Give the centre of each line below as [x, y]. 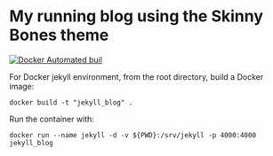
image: [22, 86]
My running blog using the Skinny [136, 16]
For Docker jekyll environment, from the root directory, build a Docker [136, 76]
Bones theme [59, 35]
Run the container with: [52, 119]
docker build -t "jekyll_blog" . [71, 102]
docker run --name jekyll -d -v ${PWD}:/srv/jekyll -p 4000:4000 [132, 135]
